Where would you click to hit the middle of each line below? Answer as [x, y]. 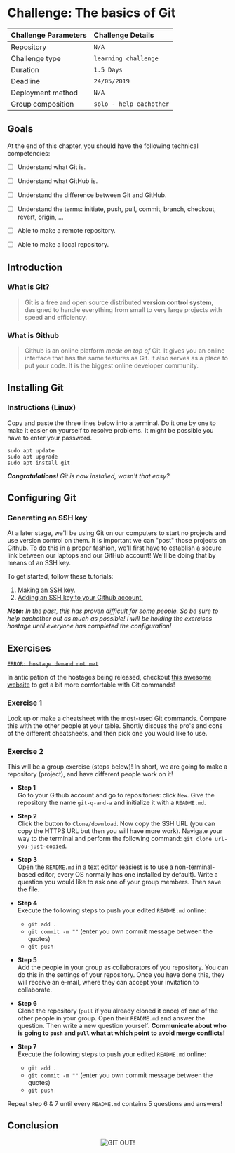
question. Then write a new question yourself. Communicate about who [122, 1025]
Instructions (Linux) [41, 407]
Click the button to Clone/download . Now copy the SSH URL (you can [116, 823]
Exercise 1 [25, 703]
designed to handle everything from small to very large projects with [123, 309]
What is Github [33, 335]
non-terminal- [195, 867]
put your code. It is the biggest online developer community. [111, 365]
